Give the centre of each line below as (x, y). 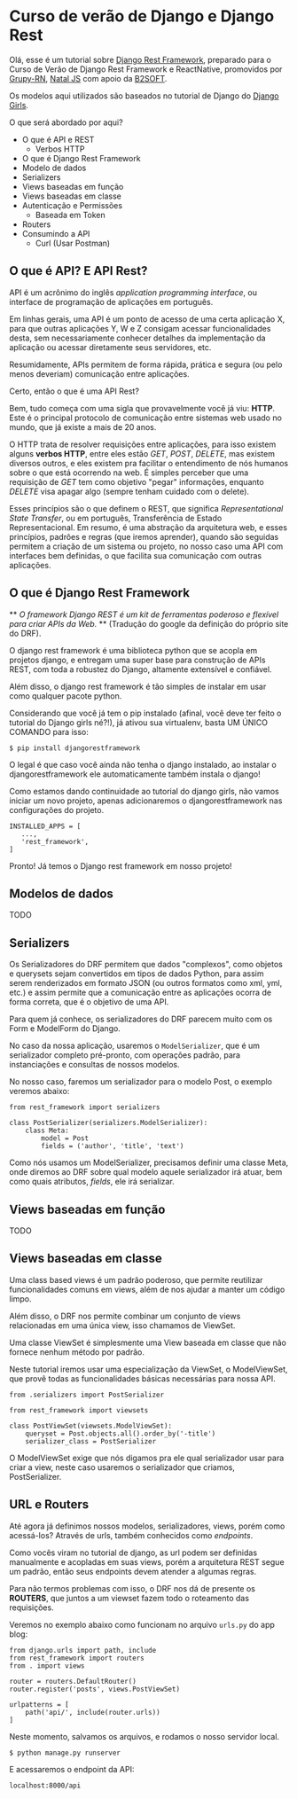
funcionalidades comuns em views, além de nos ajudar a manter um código (147, 1289)
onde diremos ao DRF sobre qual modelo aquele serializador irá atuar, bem (146, 1172)
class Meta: (47, 1131)
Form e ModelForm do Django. (65, 1029)
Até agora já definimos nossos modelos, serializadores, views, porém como (147, 1526)
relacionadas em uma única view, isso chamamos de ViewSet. (122, 1325)
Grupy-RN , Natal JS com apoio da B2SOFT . (88, 78)
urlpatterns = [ (39, 1704)
